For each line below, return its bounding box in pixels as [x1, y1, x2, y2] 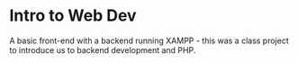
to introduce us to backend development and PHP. [9, 44, 196, 55]
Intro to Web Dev [9, 5, 137, 26]
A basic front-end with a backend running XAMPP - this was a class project [9, 35, 290, 46]
